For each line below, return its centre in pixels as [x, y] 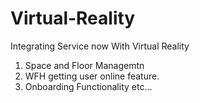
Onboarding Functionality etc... [88, 86]
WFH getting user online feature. [92, 76]
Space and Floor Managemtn [84, 65]
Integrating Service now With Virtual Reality [100, 46]
